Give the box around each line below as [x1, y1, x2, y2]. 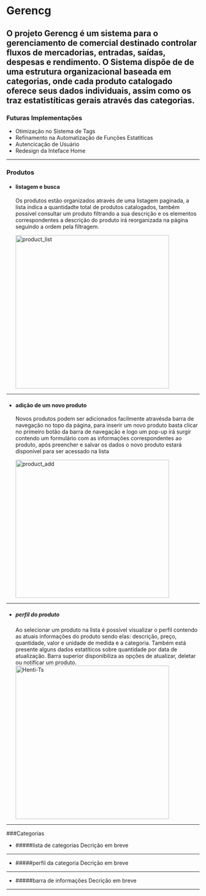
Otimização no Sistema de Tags [15, 127, 96, 135]
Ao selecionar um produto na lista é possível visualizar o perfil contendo [15, 626, 198, 634]
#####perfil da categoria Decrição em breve [15, 859, 129, 867]
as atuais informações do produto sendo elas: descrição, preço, [15, 633, 177, 640]
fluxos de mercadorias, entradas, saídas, [6, 47, 166, 58]
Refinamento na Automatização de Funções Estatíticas [15, 134, 153, 141]
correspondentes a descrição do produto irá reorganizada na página [15, 216, 188, 224]
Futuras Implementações [6, 113, 83, 122]
